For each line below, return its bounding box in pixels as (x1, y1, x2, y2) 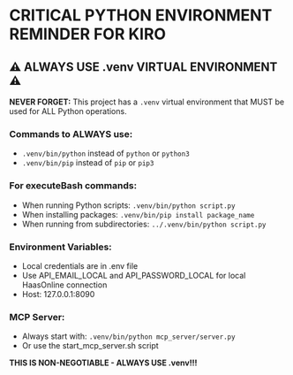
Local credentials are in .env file (21, 260, 139, 271)
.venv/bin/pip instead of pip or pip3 (21, 157, 154, 168)
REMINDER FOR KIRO (9, 24, 166, 44)
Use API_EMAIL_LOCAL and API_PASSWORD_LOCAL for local (21, 270, 246, 280)
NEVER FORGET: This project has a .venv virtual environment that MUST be (9, 96, 285, 107)
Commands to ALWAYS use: (9, 127, 133, 140)
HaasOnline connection (21, 279, 108, 290)
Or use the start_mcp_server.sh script (21, 341, 159, 351)
